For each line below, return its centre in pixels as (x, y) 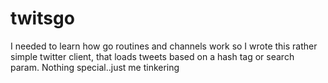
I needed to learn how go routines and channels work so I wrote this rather (164, 46)
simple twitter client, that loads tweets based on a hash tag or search (152, 56)
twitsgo (42, 18)
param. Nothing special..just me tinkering (95, 67)
